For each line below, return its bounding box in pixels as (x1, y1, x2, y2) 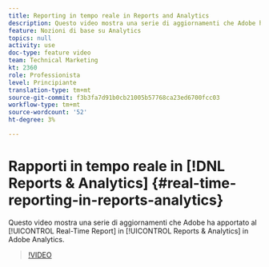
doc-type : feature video (8, 49, 91, 57)
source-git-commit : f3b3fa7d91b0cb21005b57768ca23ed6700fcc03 (8, 94, 220, 102)
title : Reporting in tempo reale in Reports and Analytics (8, 11, 210, 20)
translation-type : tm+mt (8, 86, 91, 94)
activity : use (8, 42, 56, 50)
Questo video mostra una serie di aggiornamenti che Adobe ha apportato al (8, 217, 258, 227)
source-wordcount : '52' (8, 109, 88, 117)
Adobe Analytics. (8, 234, 66, 244)
